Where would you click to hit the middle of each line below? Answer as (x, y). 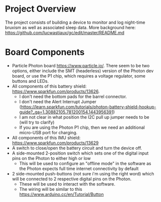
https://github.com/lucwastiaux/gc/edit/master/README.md (65, 32)
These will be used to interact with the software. (67, 184)
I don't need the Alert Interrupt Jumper (58, 101)
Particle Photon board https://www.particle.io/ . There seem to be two (81, 65)
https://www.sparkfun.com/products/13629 (55, 143)
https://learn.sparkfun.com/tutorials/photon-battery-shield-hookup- (88, 107)
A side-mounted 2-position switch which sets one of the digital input (80, 153)
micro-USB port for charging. (48, 132)
